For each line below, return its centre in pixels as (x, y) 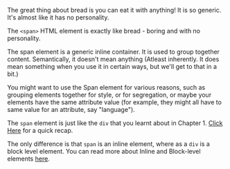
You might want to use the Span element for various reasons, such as (106, 87)
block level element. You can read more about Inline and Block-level (104, 151)
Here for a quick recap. (40, 130)
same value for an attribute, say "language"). (71, 110)
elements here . (28, 159)
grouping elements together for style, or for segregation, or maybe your (109, 95)
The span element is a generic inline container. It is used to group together (114, 52)
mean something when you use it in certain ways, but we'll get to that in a (112, 66)
